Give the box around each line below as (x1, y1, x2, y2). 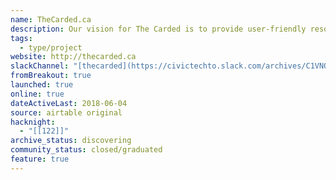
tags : (10, 33, 33, 43)
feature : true (10, 154, 70, 164)
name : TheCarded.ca (10, 14, 92, 25)
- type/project (19, 42, 83, 53)
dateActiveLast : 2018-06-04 (10, 98, 128, 108)
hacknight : (10, 117, 56, 127)
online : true (10, 89, 65, 99)
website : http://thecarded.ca (10, 52, 137, 62)
